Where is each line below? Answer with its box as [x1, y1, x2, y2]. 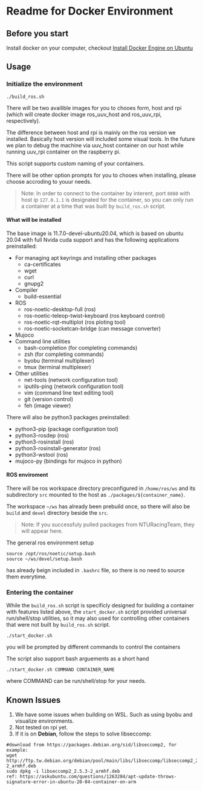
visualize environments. [14, 717, 74, 725]
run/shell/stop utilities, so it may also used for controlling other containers [6, 615, 190, 622]
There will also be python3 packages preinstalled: [6, 413, 130, 421]
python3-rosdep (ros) [14, 431, 69, 439]
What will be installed [6, 216, 62, 224]
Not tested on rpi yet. [14, 724, 68, 731]
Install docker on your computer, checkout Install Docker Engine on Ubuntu [6, 44, 193, 51]
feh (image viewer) [24, 402, 71, 409]
